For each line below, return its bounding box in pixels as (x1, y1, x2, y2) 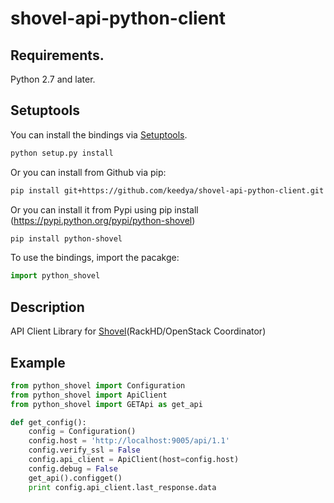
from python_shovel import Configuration (10, 380, 186, 391)
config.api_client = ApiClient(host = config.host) (28, 455, 240, 465)
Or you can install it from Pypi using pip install (10, 203, 199, 216)
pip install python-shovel (10, 233, 123, 244)
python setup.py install (10, 148, 114, 158)
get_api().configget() (28, 473, 123, 483)
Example (10, 354, 66, 371)
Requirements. (10, 47, 105, 64)
